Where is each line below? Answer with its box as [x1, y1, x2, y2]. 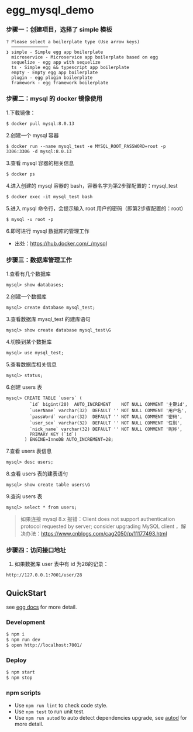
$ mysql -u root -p [6, 216, 54, 222]
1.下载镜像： [6, 109, 36, 116]
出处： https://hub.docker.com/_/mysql [14, 240, 107, 247]
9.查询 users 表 [6, 493, 43, 500]
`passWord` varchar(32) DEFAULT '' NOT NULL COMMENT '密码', [29, 414, 182, 420]
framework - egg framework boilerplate [11, 80, 109, 86]
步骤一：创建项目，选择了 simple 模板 [6, 26, 112, 34]
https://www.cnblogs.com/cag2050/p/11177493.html [40, 530, 167, 537]
